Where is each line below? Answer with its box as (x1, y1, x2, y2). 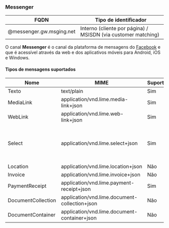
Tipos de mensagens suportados (5, 66, 76, 72)
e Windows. (5, 55, 30, 61)
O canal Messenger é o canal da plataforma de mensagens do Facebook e (5, 44, 161, 50)
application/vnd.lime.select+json (61, 140, 138, 147)
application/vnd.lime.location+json (61, 163, 142, 170)
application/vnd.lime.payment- (61, 179, 134, 186)
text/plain (61, 87, 83, 94)
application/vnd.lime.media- (61, 95, 128, 102)
